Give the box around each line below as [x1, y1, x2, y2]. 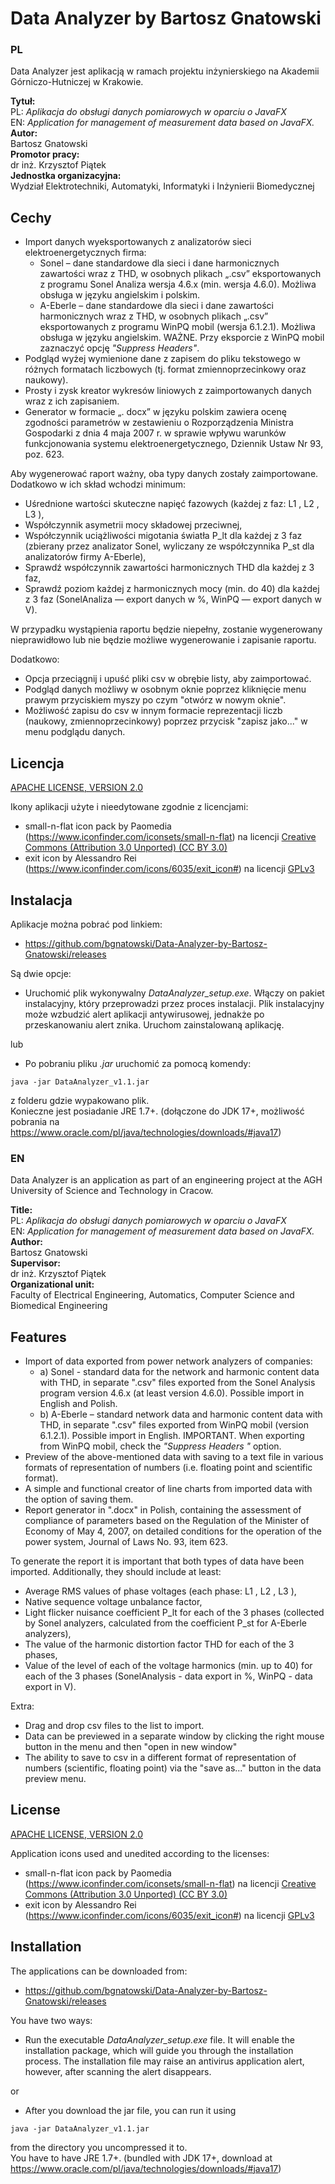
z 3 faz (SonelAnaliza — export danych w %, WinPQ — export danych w [24, 593, 322, 606]
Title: [10, 1204, 33, 1216]
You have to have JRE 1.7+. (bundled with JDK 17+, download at [10, 2152, 273, 2164]
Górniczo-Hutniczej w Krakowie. [10, 76, 144, 88]
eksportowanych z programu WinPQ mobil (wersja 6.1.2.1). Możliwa [39, 321, 316, 333]
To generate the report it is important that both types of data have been [10, 1555, 305, 1567]
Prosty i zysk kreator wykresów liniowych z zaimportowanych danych [24, 385, 312, 397]
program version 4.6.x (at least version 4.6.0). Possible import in [39, 1387, 305, 1399]
